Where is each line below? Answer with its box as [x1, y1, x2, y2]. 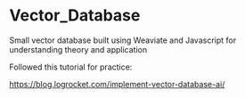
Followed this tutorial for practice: [9, 61, 133, 72]
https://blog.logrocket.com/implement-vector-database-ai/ [9, 78, 225, 89]
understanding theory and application [9, 44, 148, 54]
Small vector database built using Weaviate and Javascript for [9, 35, 237, 45]
